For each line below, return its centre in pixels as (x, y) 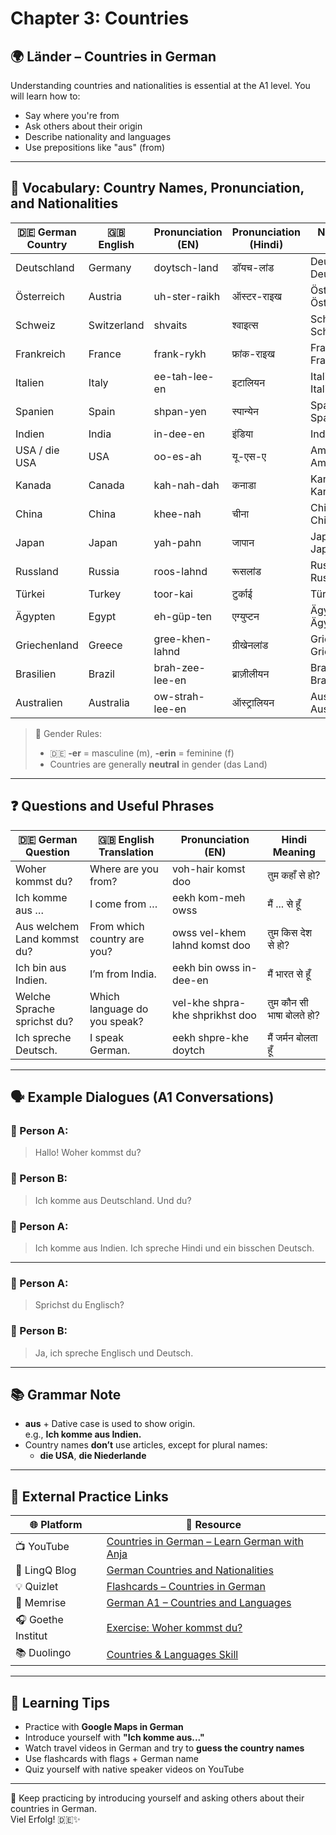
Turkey (105, 594)
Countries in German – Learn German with (205, 1542)
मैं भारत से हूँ (289, 974)
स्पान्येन (245, 411)
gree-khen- (182, 639)
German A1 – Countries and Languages (199, 1603)
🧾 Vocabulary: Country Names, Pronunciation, (157, 188)
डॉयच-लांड (253, 267)
